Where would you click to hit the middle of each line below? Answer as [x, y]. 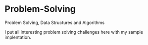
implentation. [18, 37]
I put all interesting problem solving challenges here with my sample [74, 32]
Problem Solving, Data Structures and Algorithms [55, 22]
